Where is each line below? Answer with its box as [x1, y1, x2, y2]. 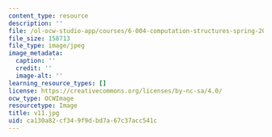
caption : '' [15, 57, 57, 65]
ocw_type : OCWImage [8, 94, 74, 102]
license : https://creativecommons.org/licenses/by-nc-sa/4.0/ [8, 86, 223, 95]
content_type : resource [8, 11, 89, 20]
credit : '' [15, 64, 53, 73]
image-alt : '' [15, 72, 63, 80]
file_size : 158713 [8, 34, 70, 43]
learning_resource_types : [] [8, 79, 107, 87]
